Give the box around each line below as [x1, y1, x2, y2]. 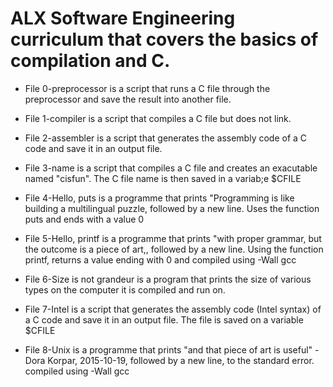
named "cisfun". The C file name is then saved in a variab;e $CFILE [24, 172, 302, 184]
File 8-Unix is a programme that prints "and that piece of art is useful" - [24, 343, 320, 356]
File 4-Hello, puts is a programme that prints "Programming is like [24, 192, 295, 204]
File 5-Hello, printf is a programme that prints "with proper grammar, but [24, 232, 322, 244]
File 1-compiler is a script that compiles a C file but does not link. [24, 112, 292, 124]
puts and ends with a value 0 [24, 213, 145, 225]
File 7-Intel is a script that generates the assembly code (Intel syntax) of [24, 303, 322, 315]
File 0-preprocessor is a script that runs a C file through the [24, 82, 271, 94]
